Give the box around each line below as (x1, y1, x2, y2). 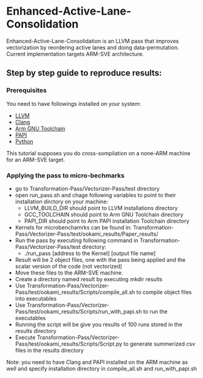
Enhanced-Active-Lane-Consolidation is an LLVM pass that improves (6, 37, 179, 44)
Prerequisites (6, 86, 47, 95)
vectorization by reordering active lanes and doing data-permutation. (6, 44, 179, 51)
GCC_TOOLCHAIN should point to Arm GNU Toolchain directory (24, 211, 184, 218)
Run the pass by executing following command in (15, 236, 139, 244)
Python (15, 138, 33, 145)
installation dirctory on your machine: (15, 198, 109, 205)
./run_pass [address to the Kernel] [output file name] (24, 250, 156, 257)
